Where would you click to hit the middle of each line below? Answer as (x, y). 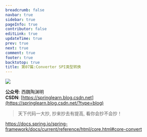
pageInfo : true (22, 24)
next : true (17, 48)
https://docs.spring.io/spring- (37, 124)
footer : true (19, 58)
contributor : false (26, 29)
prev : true (17, 43)
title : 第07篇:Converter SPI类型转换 (43, 67)
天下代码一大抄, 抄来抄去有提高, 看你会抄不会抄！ (70, 113)
